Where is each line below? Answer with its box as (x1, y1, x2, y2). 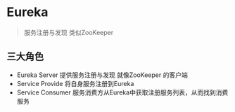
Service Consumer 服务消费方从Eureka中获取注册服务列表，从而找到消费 (16, 88, 229, 97)
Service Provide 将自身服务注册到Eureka (16, 79, 134, 87)
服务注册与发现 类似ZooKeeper (23, 28, 114, 36)
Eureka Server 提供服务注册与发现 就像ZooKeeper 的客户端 (16, 71, 188, 79)
